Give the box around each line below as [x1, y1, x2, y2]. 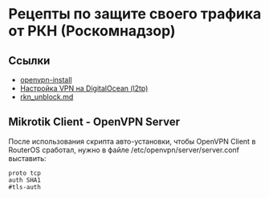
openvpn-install [19, 75, 72, 84]
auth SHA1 [8, 176, 42, 184]
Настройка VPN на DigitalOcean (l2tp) [19, 83, 149, 93]
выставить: [8, 153, 47, 163]
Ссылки [8, 54, 51, 67]
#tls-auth [8, 183, 42, 191]
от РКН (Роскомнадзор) [8, 22, 176, 40]
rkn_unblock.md [19, 92, 74, 101]
